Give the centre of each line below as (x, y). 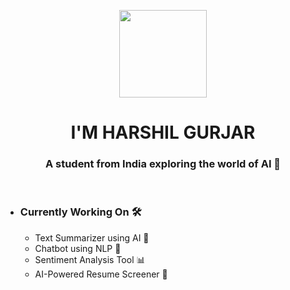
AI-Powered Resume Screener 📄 (101, 274)
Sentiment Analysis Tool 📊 (90, 259)
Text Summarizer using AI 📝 (92, 237)
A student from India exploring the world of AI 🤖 (163, 164)
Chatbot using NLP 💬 (78, 248)
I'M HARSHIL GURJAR (163, 132)
